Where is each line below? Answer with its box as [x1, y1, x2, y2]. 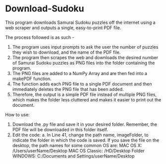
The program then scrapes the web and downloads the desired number [12, 54, 159, 60]
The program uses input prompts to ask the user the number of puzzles [12, 44, 159, 50]
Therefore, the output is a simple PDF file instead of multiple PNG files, [12, 91, 157, 97]
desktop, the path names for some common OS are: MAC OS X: [12, 142, 142, 148]
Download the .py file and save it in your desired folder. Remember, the [12, 121, 158, 127]
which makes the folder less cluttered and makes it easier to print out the [12, 96, 162, 102]
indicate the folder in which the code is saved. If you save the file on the [12, 137, 160, 143]
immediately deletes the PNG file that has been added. [12, 86, 124, 92]
